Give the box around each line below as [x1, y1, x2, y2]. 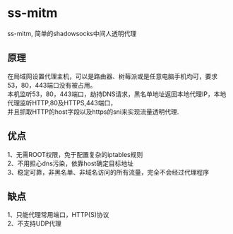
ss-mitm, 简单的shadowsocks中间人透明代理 [7, 29, 137, 37]
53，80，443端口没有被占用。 [7, 81, 97, 89]
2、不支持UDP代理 [7, 219, 62, 228]
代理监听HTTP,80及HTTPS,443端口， [7, 98, 117, 107]
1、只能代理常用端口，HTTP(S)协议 [7, 211, 109, 219]
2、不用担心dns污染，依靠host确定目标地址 [7, 159, 134, 168]
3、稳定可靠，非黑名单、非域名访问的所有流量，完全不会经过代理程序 [7, 168, 210, 176]
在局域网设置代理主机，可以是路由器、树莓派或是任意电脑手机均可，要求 [7, 72, 217, 81]
